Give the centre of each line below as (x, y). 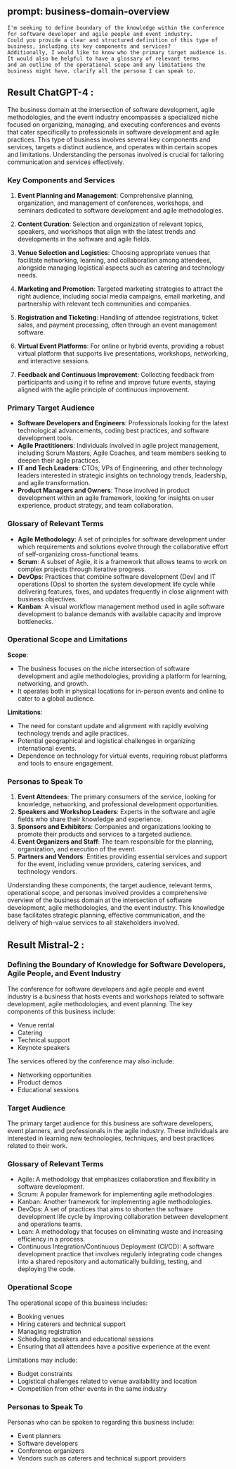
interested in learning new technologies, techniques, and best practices (111, 1138)
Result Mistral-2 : (46, 945)
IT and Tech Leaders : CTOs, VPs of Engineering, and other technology (120, 468)
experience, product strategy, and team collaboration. (95, 506)
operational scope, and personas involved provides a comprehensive (107, 893)
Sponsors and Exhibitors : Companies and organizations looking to (114, 827)
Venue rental (36, 1025)
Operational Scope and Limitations (67, 639)
